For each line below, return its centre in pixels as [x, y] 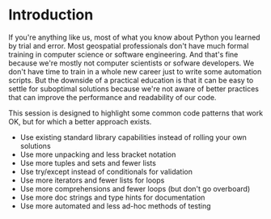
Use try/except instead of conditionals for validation [106, 171]
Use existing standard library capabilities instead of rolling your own [133, 137]
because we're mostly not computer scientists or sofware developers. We [131, 63]
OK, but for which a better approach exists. [80, 121]
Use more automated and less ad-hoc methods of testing [116, 206]
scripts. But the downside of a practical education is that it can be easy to [131, 80]
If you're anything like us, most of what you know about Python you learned [134, 37]
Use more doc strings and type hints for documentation [112, 197]
